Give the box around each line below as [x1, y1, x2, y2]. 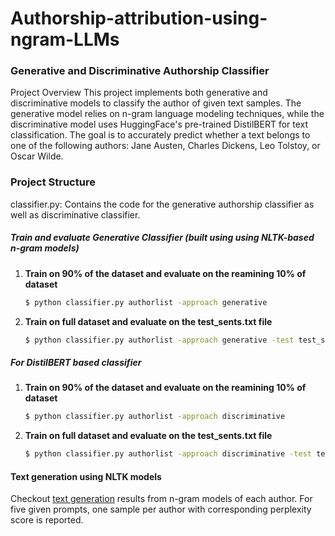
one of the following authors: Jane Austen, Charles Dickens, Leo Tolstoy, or [10, 140, 321, 152]
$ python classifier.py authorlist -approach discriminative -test [24, 449, 312, 459]
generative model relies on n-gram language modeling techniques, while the [10, 108, 325, 120]
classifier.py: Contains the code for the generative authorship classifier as [10, 198, 315, 210]
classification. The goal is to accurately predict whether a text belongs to [10, 129, 311, 141]
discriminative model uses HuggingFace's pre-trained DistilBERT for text [10, 118, 309, 131]
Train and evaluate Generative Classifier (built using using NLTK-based [10, 232, 315, 244]
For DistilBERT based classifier [10, 357, 142, 369]
